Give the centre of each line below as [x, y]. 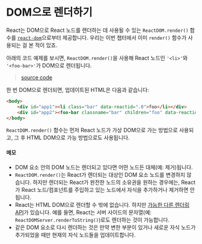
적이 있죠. [46, 45]
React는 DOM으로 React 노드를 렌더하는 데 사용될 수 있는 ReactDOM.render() [97, 30]
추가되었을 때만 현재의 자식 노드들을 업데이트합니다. [75, 234]
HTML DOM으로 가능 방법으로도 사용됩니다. [78, 138]
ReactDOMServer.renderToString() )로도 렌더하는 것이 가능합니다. [92, 219]
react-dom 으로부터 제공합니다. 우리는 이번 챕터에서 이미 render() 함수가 [102, 37]
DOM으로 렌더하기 [50, 12]
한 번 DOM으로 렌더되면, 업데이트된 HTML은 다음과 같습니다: [78, 90]
